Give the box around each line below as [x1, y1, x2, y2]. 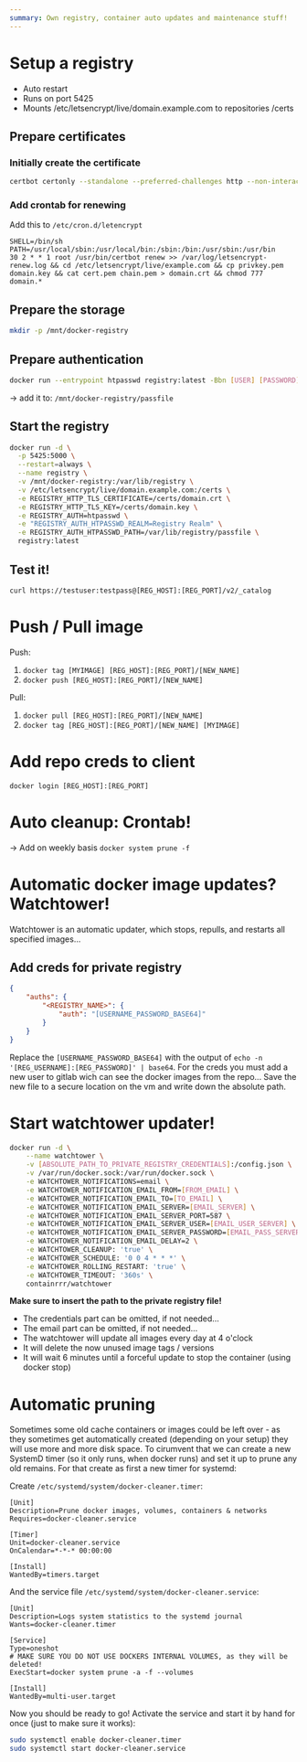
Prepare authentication [9, 351, 144, 367]
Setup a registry [9, 52, 134, 73]
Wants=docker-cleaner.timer [9, 1620, 117, 1629]
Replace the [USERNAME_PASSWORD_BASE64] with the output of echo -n [9, 1052, 263, 1063]
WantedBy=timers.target [9, 1570, 101, 1580]
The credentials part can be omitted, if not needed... [22, 1313, 219, 1324]
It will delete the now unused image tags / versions [22, 1342, 215, 1353]
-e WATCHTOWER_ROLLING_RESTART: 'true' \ [26, 1262, 185, 1271]
